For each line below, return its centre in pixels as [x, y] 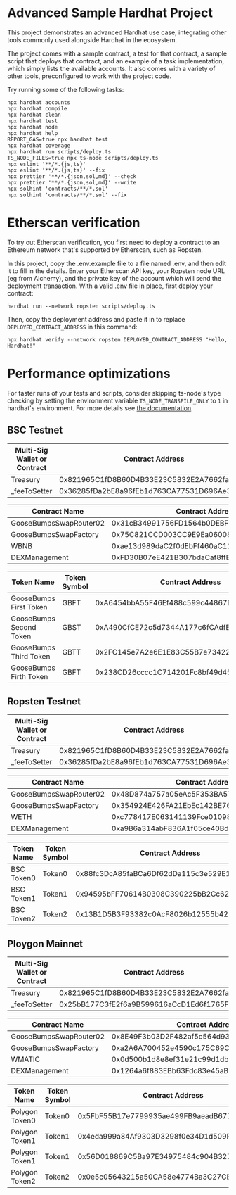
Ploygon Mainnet [45, 943]
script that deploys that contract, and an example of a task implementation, [116, 61]
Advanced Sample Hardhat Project [110, 13]
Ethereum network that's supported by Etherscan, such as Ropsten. [105, 249]
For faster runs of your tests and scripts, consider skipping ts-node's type [114, 393]
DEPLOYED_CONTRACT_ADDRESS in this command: [72, 327]
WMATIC [26, 1059]
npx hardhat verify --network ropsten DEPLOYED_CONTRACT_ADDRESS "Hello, [118, 339]
